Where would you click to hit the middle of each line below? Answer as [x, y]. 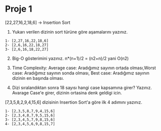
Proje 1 [19, 9]
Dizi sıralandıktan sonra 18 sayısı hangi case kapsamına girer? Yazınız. [82, 87]
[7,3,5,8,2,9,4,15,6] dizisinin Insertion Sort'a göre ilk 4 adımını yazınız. [74, 102]
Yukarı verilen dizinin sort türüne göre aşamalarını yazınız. [70, 32]
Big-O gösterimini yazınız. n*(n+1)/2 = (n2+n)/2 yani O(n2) [70, 58]
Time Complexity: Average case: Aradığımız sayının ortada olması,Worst [84, 68]
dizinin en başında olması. [38, 78]
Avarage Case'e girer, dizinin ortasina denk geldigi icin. [67, 93]
